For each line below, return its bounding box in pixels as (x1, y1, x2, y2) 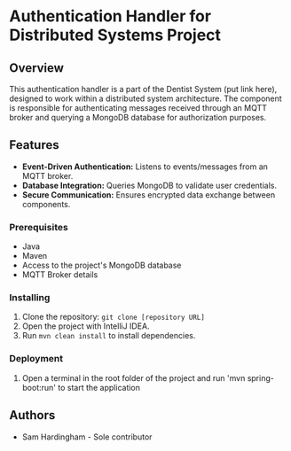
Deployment (9, 353, 64, 365)
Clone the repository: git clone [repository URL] (21, 312, 206, 323)
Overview (9, 60, 65, 75)
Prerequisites (9, 221, 68, 233)
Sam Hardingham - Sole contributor (21, 432, 153, 442)
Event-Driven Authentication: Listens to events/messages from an (21, 161, 269, 172)
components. (21, 198, 71, 209)
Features (9, 137, 59, 152)
